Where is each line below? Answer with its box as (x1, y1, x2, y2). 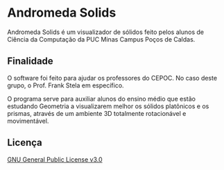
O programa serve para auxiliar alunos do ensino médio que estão (7, 94, 196, 103)
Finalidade (7, 56, 53, 67)
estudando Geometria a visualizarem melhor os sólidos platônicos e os (7, 102, 209, 110)
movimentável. (7, 117, 49, 125)
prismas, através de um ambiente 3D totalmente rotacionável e (7, 109, 187, 117)
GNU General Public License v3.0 (7, 155, 103, 164)
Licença (7, 137, 43, 148)
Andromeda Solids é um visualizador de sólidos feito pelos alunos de (7, 28, 205, 36)
